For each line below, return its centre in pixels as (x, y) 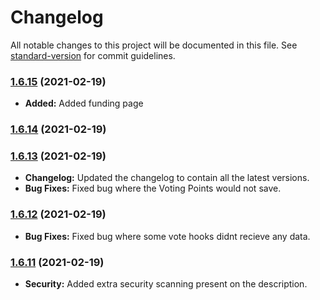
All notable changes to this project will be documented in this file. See (154, 45)
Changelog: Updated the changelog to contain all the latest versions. (167, 178)
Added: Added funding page (84, 103)
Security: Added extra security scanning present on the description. (166, 284)
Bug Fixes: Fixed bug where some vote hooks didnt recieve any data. (167, 236)
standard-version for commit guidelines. (93, 55)
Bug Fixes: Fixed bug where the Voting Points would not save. (153, 188)
